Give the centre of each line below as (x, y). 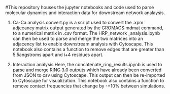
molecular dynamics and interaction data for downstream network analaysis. (85, 13)
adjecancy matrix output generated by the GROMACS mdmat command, (88, 28)
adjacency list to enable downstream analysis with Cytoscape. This (83, 44)
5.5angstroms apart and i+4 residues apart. (58, 55)
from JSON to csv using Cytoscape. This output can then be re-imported (89, 75)
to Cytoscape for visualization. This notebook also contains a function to (88, 81)
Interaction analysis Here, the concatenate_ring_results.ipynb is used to (87, 64)
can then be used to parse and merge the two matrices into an (78, 38)
